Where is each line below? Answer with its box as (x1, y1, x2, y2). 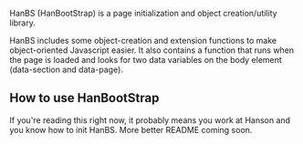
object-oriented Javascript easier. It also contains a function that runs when (9, 45, 295, 56)
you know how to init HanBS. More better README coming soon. (9, 124, 253, 135)
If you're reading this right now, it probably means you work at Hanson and (9, 114, 290, 126)
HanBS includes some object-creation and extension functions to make (9, 36, 277, 46)
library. (9, 17, 37, 28)
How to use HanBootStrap (9, 90, 160, 106)
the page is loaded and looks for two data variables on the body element (9, 55, 283, 65)
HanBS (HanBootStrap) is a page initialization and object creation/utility (9, 8, 277, 18)
